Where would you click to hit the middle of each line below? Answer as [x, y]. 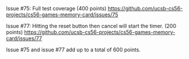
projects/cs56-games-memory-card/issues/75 [62, 15]
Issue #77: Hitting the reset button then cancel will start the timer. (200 [91, 26]
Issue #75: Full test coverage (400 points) [56, 8]
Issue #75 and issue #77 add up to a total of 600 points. [73, 50]
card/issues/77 [24, 38]
